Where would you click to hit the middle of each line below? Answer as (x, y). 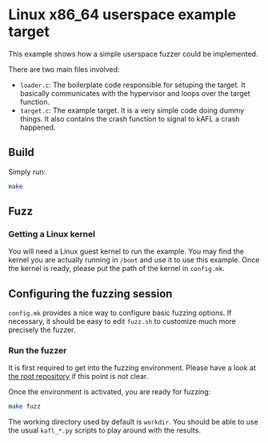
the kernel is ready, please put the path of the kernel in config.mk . (117, 269)
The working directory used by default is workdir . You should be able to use (133, 422)
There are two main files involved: (64, 69)
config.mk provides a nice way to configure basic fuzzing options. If (120, 313)
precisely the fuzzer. (42, 330)
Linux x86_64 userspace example (122, 15)
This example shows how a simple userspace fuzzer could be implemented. (133, 54)
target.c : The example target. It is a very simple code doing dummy (132, 110)
